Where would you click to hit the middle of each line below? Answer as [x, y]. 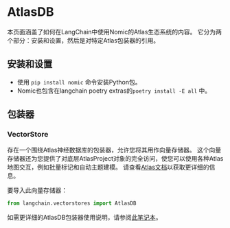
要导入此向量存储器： [37, 190]
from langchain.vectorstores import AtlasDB [72, 203]
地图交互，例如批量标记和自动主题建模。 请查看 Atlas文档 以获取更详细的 [108, 167]
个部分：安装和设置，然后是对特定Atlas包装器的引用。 [83, 40]
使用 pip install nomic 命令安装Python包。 [79, 82]
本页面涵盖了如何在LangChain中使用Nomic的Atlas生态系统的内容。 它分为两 [114, 32]
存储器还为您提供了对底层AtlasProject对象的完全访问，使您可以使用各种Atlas [115, 159]
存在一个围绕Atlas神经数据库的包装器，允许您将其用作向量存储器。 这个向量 [114, 150]
